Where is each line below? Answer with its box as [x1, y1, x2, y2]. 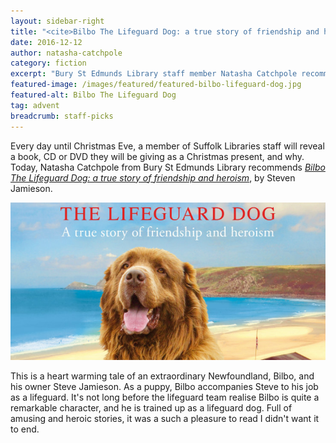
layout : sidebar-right [10, 16, 105, 26]
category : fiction [10, 58, 87, 69]
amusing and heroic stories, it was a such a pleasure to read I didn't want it [10, 413, 320, 425]
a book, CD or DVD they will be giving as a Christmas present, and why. [10, 150, 305, 162]
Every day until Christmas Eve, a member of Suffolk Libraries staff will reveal [10, 140, 325, 152]
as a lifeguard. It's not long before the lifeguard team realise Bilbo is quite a [10, 391, 320, 404]
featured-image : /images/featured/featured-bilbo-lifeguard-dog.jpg [10, 80, 302, 90]
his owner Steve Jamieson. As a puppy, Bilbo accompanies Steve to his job [10, 381, 319, 393]
